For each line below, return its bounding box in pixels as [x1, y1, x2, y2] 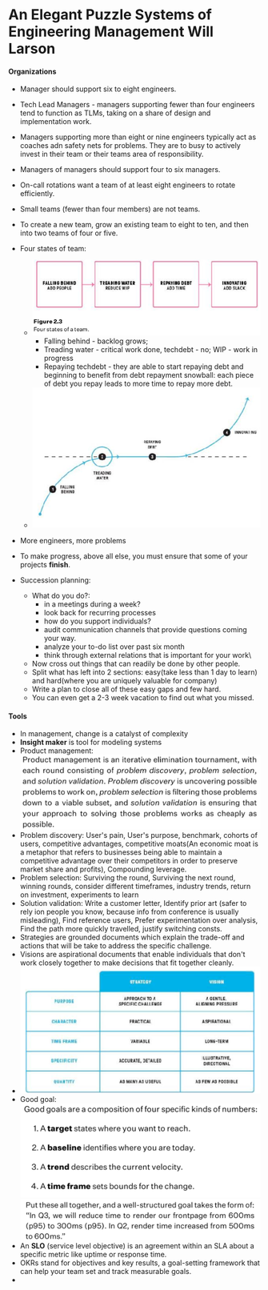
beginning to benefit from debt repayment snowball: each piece [43, 370, 254, 379]
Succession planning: [19, 575, 91, 585]
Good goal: [19, 1094, 57, 1104]
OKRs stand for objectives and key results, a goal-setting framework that [19, 1258, 260, 1268]
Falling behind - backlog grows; [43, 336, 149, 346]
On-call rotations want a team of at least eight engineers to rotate [19, 180, 236, 190]
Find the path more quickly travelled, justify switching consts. [19, 924, 222, 934]
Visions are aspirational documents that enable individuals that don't [19, 950, 246, 959]
